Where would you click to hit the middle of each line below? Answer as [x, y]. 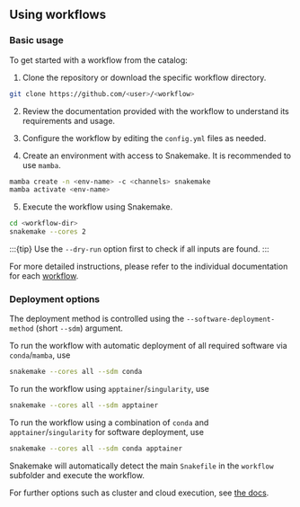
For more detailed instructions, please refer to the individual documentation [149, 267]
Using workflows [57, 15]
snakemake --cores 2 [48, 232]
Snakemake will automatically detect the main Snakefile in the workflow [141, 466]
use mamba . [41, 165]
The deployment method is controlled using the [97, 319]
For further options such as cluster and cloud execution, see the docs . [139, 493]
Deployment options [55, 298]
